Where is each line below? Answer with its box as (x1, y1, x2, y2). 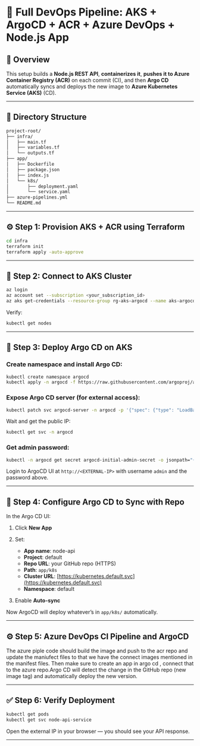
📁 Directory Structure (6, 112, 87, 122)
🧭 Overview (6, 54, 50, 64)
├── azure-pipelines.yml (6, 194, 68, 200)
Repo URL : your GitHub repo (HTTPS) (23, 560, 116, 567)
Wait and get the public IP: (6, 417, 71, 425)
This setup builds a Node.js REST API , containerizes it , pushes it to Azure (6, 70, 190, 77)
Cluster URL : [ (23, 572, 60, 580)
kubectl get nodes (6, 320, 52, 326)
